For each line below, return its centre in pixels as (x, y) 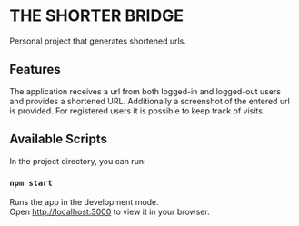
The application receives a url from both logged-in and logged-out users (145, 91)
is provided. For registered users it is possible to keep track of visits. (137, 111)
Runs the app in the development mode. (84, 201)
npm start (31, 183)
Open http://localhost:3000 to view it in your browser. (110, 211)
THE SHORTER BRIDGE (97, 16)
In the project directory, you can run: (78, 161)
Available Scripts (58, 139)
